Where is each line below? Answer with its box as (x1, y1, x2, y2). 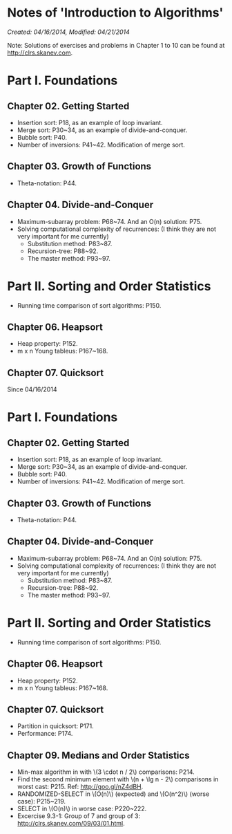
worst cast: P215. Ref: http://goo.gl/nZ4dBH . (17, 783, 144, 791)
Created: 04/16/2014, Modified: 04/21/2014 (7, 28, 130, 36)
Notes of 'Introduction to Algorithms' (7, 5, 224, 21)
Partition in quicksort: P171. (17, 722, 95, 730)
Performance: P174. (17, 730, 73, 738)
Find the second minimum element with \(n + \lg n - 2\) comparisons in (17, 775, 219, 784)
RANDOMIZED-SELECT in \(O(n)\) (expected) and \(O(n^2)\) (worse (17, 790, 210, 798)
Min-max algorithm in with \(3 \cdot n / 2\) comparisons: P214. (17, 768, 195, 776)
